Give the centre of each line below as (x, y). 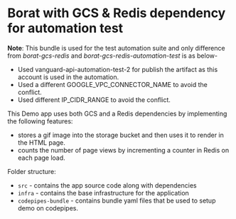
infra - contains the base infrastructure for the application (103, 193)
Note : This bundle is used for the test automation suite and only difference (116, 48)
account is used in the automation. (68, 77)
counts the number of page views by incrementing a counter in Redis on (123, 150)
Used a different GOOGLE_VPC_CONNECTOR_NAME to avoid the (113, 84)
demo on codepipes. (48, 208)
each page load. (41, 158)
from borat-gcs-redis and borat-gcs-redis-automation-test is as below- (113, 56)
